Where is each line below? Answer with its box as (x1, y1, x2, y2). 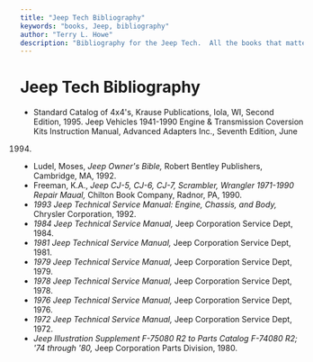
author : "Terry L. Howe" (20, 30, 113, 39)
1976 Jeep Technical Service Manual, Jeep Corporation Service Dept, (32, 294, 292, 306)
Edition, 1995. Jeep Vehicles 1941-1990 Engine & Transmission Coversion (32, 116, 304, 127)
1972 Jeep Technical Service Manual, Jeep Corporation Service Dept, (32, 314, 292, 325)
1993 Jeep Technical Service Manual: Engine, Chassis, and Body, (32, 199, 277, 210)
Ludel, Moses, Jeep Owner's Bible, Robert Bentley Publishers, (32, 161, 263, 172)
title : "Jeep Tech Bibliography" (20, 13, 146, 23)
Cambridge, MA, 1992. (32, 170, 117, 181)
